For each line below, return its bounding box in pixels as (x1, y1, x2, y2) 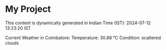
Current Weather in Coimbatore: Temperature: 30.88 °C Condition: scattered (5, 35, 161, 41)
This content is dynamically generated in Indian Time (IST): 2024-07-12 (5, 20, 151, 26)
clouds (5, 40, 19, 46)
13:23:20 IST (5, 25, 31, 31)
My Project (5, 3, 51, 15)
